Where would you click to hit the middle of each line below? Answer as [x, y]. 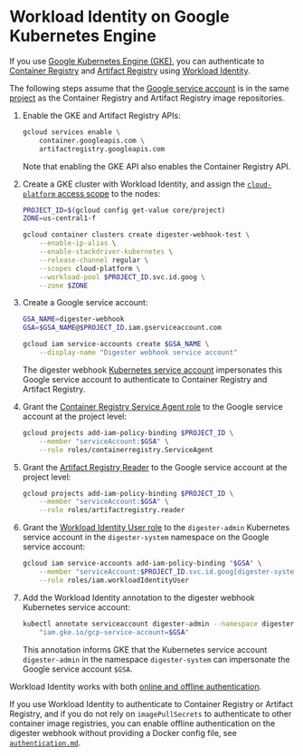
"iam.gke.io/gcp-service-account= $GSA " [114, 632]
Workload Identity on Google [119, 17]
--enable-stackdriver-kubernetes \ [106, 252]
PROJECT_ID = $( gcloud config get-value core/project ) [124, 210]
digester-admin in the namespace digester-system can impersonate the [156, 659]
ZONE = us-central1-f [59, 218]
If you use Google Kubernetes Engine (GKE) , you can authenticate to [137, 61]
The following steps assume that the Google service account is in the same [149, 88]
